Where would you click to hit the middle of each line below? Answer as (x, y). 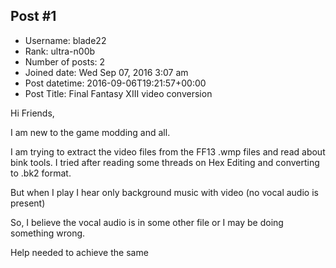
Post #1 (33, 16)
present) (28, 203)
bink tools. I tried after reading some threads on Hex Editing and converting (165, 162)
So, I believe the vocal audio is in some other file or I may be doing (147, 222)
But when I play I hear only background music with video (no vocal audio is (164, 192)
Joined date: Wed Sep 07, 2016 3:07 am (106, 72)
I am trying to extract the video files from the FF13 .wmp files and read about (168, 151)
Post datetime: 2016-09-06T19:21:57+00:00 (115, 83)
